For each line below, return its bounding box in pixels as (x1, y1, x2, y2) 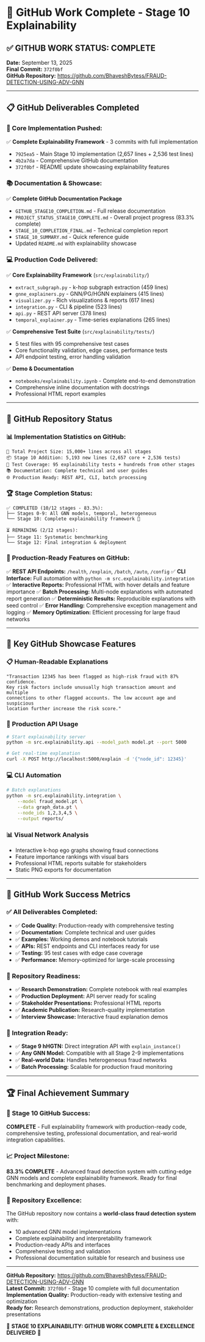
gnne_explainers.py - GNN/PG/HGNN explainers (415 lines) (15, 290, 165, 298)
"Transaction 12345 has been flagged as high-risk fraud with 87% (6, 673, 179, 680)
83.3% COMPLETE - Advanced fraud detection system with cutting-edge (6, 1168, 192, 1175)
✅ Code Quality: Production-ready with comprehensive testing (15, 922, 174, 929)
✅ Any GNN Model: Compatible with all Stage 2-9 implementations (15, 1049, 184, 1057)
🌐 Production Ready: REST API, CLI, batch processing (6, 474, 147, 480)
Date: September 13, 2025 (6, 59, 73, 66)
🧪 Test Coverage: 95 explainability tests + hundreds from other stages (6, 461, 195, 468)
